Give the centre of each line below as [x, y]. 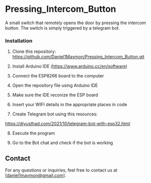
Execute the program [33, 133]
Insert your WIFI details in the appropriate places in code [70, 105]
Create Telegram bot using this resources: [55, 114]
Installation [19, 40]
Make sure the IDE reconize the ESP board [55, 95]
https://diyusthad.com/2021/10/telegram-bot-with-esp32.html [68, 124]
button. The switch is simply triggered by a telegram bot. [62, 28]
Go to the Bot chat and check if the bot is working [62, 143]
